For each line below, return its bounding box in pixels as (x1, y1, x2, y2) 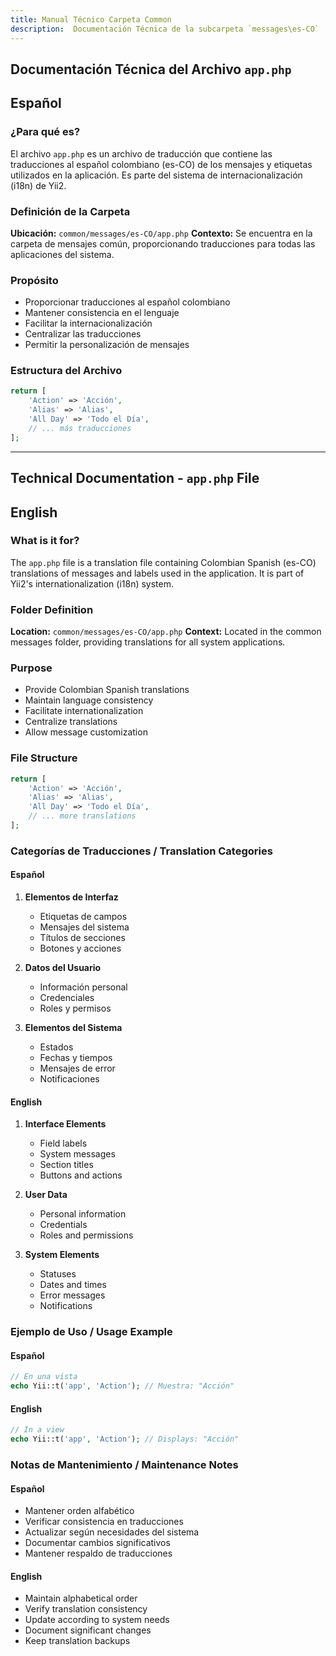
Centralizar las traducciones (24, 328, 142, 340)
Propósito (10, 273, 59, 287)
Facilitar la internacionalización (24, 317, 153, 330)
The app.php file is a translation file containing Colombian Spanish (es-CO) (10, 556, 317, 568)
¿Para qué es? (10, 125, 81, 139)
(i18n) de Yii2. (10, 179, 67, 191)
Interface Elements (24, 1118, 107, 1130)
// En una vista (10, 1372, 78, 1382)
